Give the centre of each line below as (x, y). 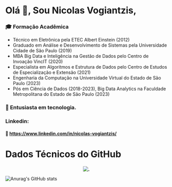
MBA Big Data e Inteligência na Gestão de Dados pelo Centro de (81, 56)
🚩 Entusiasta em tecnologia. (41, 108)
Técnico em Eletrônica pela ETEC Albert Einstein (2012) (71, 40)
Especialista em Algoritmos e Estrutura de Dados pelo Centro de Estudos (90, 67)
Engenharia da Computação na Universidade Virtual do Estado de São (87, 78)
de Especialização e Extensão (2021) (52, 72)
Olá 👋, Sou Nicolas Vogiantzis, (71, 11)
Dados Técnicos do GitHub (63, 154)
